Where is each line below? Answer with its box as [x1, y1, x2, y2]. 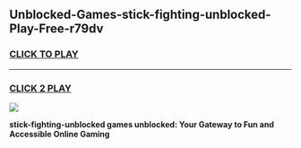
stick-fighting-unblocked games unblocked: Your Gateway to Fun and [9, 118, 275, 129]
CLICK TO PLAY [9, 48, 79, 61]
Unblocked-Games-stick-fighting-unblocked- [9, 7, 271, 22]
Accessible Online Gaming [9, 128, 110, 139]
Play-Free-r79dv [9, 22, 104, 37]
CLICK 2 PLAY [9, 82, 72, 94]
